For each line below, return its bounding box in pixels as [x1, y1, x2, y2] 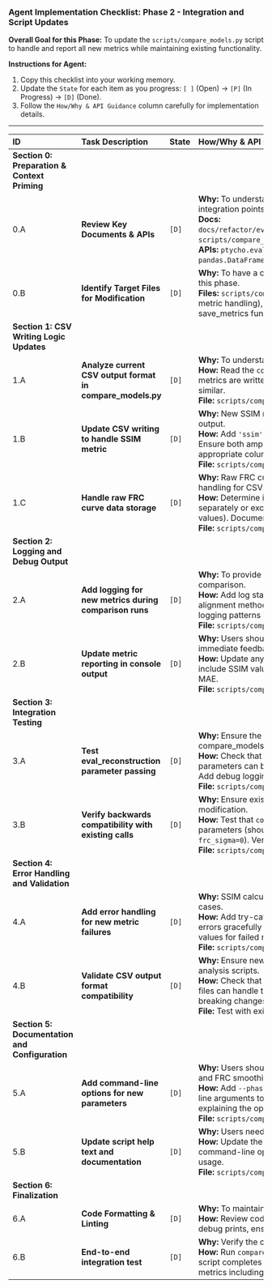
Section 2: [12, 535, 53, 547]
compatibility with [81, 819, 153, 830]
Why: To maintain [198, 1203, 266, 1214]
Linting [81, 1218, 109, 1230]
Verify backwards [81, 809, 151, 821]
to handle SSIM [81, 433, 142, 445]
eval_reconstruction [81, 756, 161, 767]
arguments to [214, 1093, 265, 1104]
